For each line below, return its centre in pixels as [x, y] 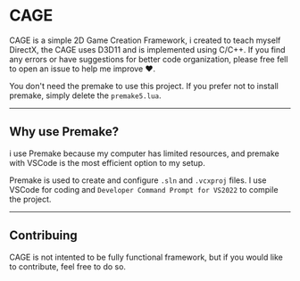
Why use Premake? [64, 132]
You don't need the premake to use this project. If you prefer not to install [144, 86]
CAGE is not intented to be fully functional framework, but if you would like [146, 257]
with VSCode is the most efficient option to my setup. [107, 162]
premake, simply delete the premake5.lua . [86, 95]
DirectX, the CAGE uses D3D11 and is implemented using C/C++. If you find [147, 49]
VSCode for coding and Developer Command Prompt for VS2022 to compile [144, 189]
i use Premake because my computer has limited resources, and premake [144, 153]
